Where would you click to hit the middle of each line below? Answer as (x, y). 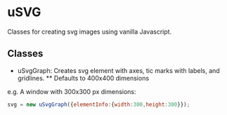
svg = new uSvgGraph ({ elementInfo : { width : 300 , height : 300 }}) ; (99, 104)
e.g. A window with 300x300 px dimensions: (72, 91)
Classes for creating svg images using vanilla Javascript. (90, 32)
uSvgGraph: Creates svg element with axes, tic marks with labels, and (118, 70)
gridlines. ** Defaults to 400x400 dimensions (83, 78)
